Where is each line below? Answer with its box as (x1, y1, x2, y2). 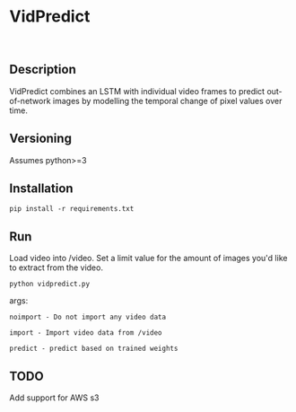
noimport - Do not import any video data (9, 312, 167, 322)
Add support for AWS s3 (9, 392, 100, 403)
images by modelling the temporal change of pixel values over (52, 95, 283, 106)
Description (9, 62, 76, 77)
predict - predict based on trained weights (9, 344, 178, 354)
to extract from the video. (9, 262, 103, 273)
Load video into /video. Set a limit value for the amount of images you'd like (9, 253, 288, 264)
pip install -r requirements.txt (9, 205, 135, 214)
